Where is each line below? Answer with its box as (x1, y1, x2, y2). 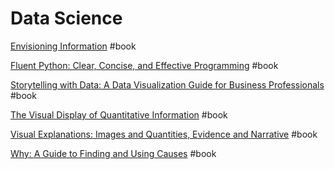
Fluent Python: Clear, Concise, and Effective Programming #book (10, 59, 279, 71)
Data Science (10, 7, 123, 30)
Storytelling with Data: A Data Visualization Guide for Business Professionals (10, 78, 325, 91)
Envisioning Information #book (10, 40, 137, 52)
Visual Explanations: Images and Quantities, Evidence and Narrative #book (10, 128, 318, 140)
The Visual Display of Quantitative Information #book (10, 108, 228, 121)
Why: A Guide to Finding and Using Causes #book (10, 147, 217, 159)
